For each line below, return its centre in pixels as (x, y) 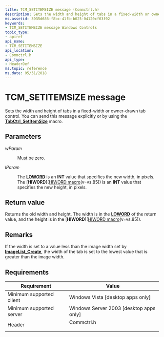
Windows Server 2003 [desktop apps (112, 308)
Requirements (27, 272)
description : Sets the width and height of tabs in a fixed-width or (77, 14)
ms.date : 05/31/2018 (26, 73)
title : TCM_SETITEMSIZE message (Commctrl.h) (52, 10)
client (14, 300)
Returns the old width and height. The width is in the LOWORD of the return (81, 214)
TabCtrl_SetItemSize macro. (34, 121)
